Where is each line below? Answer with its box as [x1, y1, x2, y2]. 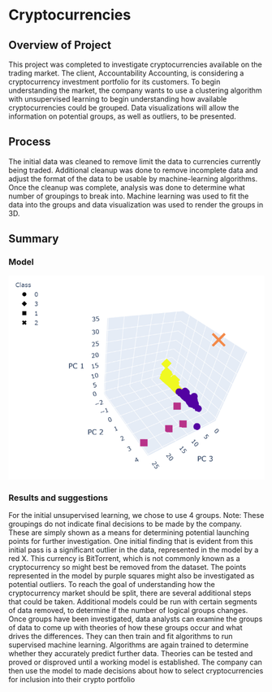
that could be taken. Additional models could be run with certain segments [8, 597, 257, 607]
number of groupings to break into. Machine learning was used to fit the [8, 191, 249, 201]
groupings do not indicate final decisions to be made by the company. [8, 519, 242, 529]
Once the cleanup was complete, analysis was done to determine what [8, 182, 245, 192]
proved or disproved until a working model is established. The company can [8, 657, 262, 668]
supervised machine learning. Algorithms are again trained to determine [8, 640, 249, 650]
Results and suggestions [8, 492, 108, 503]
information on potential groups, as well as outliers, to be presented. [8, 111, 237, 121]
